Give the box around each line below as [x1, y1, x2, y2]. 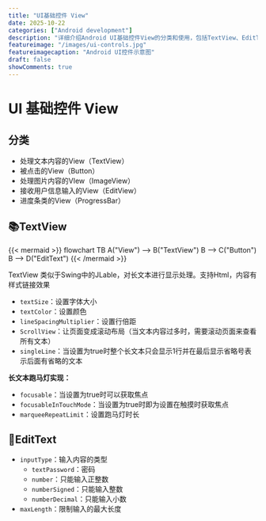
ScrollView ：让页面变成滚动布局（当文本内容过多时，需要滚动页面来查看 [19, 326, 257, 336]
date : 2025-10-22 [8, 19, 66, 27]
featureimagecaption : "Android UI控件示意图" [8, 48, 155, 56]
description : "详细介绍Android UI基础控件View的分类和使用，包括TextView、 [8, 33, 242, 42]
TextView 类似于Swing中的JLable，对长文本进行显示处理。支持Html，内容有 [8, 270, 257, 280]
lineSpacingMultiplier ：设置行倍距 [19, 316, 137, 325]
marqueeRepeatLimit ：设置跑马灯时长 [19, 409, 140, 419]
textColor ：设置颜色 [19, 306, 87, 316]
